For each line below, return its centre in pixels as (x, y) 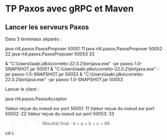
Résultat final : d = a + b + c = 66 (76, 123)
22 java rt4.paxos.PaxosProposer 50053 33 (50, 54)
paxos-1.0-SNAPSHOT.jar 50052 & (47, 74)
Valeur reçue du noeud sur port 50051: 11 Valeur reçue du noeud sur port (80, 108)
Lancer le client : (22, 89)
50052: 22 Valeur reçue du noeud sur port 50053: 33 (60, 114)
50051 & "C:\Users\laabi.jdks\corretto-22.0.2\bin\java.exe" (96, 69)
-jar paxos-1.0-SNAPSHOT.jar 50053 (85, 79)
